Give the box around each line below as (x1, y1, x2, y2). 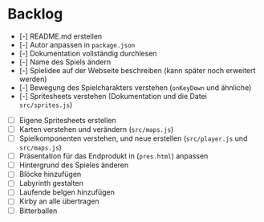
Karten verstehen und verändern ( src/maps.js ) (18, 125, 174, 134)
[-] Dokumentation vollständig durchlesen (18, 48, 157, 58)
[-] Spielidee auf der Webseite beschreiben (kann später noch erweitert (18, 65, 256, 75)
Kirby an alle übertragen (18, 196, 100, 206)
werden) (18, 74, 47, 84)
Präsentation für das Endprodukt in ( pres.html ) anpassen (18, 151, 209, 161)
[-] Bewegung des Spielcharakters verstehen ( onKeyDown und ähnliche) (18, 82, 252, 92)
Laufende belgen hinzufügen (18, 187, 116, 197)
